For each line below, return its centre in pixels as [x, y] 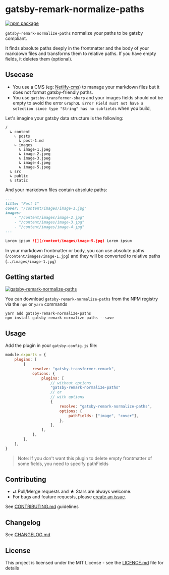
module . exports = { [26, 355]
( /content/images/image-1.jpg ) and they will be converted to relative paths [83, 256]
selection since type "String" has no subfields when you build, [82, 108]
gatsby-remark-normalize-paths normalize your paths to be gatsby [74, 33]
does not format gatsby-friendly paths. [53, 92]
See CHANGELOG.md [28, 535]
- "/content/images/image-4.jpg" [49, 227]
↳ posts [22, 136]
